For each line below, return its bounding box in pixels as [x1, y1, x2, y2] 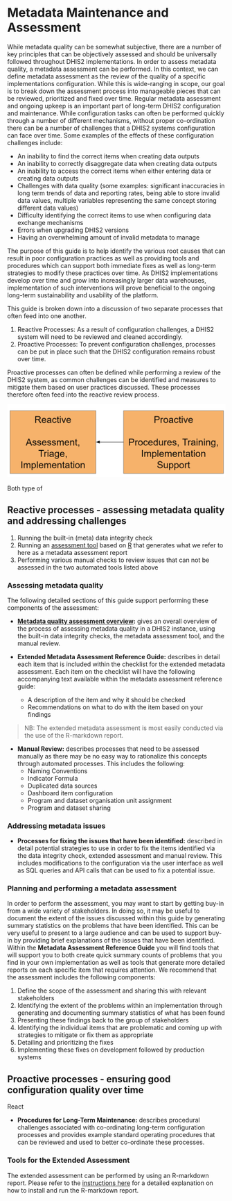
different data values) [17, 204, 79, 212]
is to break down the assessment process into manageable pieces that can [7, 87, 221, 95]
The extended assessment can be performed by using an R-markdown [7, 1171, 209, 1179]
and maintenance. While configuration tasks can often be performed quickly [7, 109, 225, 117]
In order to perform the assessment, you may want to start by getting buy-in [7, 900, 224, 908]
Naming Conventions [27, 766, 88, 775]
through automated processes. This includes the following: [17, 759, 186, 768]
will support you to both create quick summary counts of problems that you [7, 951, 222, 959]
